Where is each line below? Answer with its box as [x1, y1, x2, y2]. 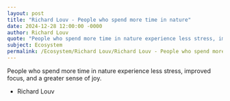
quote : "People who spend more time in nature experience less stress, [7, 35, 216, 42]
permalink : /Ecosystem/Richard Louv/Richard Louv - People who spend [7, 48, 210, 55]
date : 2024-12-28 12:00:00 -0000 [7, 23, 103, 29]
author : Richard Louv [7, 29, 69, 36]
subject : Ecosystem [7, 42, 63, 48]
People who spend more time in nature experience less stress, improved [7, 66, 211, 75]
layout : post [7, 10, 44, 17]
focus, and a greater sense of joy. [7, 74, 102, 82]
